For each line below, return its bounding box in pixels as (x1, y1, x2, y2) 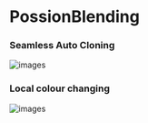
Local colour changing (9, 82, 111, 95)
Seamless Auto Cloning (9, 39, 115, 52)
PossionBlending (9, 6, 141, 27)
